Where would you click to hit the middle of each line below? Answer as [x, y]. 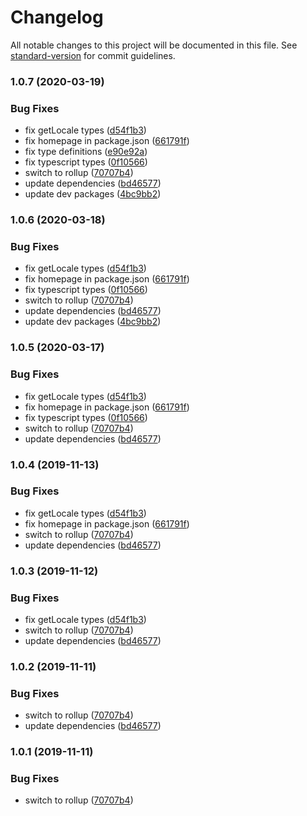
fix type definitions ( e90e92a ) [86, 152]
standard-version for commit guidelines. [93, 55]
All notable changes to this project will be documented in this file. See [154, 45]
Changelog [57, 17]
